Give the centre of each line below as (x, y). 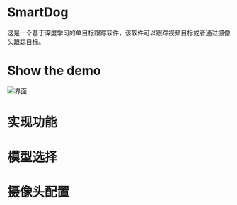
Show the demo (54, 71)
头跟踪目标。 (26, 41)
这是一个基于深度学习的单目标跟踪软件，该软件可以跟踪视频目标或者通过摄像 (119, 33)
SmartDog (38, 12)
